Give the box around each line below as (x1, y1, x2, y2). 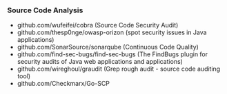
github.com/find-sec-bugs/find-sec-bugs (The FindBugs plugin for (17, 50, 208, 58)
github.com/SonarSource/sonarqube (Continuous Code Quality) (17, 43, 199, 51)
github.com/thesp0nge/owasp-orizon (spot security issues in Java (17, 28, 207, 36)
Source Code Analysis (7, 5, 83, 15)
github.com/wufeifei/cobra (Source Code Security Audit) (17, 21, 179, 30)
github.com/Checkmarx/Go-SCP (17, 80, 110, 88)
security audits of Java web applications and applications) (17, 58, 183, 66)
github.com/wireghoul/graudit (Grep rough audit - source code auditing (17, 64, 221, 73)
